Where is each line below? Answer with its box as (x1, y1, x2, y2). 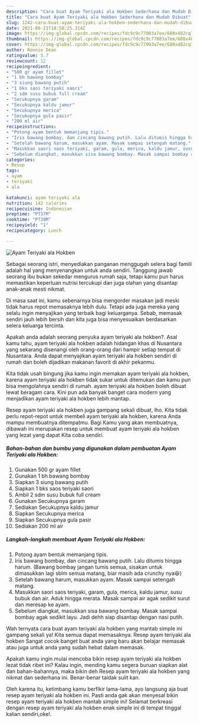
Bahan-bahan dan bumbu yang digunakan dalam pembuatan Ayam (6, 445, 177, 452)
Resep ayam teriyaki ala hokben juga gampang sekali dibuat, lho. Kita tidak (6, 406, 187, 413)
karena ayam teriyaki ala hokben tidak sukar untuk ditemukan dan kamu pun (6, 376, 191, 383)
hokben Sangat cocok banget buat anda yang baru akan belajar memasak (6, 637, 186, 645)
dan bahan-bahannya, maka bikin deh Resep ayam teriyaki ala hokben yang (6, 668, 190, 675)
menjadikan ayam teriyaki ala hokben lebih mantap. (6, 395, 131, 402)
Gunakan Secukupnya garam (14, 497, 85, 504)
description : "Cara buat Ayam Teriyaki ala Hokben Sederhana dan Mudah (6, 8, 186, 15)
